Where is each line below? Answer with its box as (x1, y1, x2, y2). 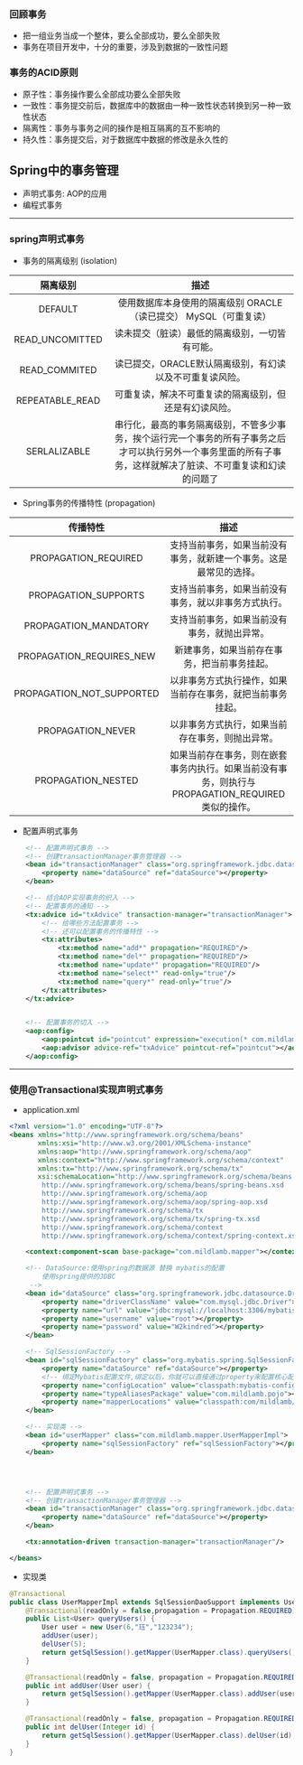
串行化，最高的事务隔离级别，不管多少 (114, 418, 278, 431)
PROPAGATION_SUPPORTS (28, 589, 145, 602)
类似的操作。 (201, 800, 256, 813)
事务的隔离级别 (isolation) (22, 255, 118, 266)
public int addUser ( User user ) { (25, 1681, 151, 1690)
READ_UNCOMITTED (14, 332, 103, 345)
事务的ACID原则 (9, 66, 78, 79)
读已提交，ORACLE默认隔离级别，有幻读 (114, 357, 287, 369)
